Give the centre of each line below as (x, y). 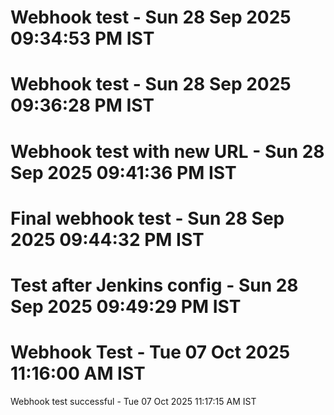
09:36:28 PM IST (82, 105)
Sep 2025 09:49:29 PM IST (126, 306)
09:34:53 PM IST (82, 38)
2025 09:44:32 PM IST (107, 239)
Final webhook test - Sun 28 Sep (147, 218)
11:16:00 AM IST (78, 373)
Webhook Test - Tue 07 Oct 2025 (150, 352)
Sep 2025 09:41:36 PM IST (123, 172)
